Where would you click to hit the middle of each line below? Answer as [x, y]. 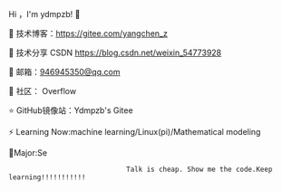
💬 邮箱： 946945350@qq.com [64, 72]
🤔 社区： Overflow [43, 91]
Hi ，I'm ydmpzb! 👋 [44, 14]
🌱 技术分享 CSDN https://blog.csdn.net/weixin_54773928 [115, 53]
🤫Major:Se [28, 153]
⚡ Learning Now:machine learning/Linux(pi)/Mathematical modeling [135, 132]
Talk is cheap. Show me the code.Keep [199, 169]
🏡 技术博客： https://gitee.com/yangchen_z [88, 33]
